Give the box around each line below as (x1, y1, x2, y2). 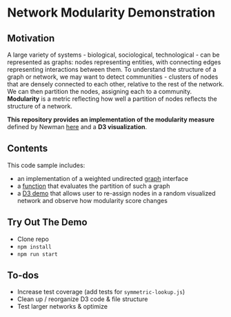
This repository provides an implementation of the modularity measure (7, 115, 215, 124)
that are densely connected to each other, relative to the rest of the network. (7, 80, 224, 88)
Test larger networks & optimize (17, 302, 108, 311)
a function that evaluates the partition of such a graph (17, 182, 170, 190)
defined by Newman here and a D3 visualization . (7, 123, 147, 131)
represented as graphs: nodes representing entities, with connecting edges (7, 58, 221, 66)
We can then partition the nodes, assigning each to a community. (7, 88, 192, 95)
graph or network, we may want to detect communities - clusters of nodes (7, 73, 219, 81)
